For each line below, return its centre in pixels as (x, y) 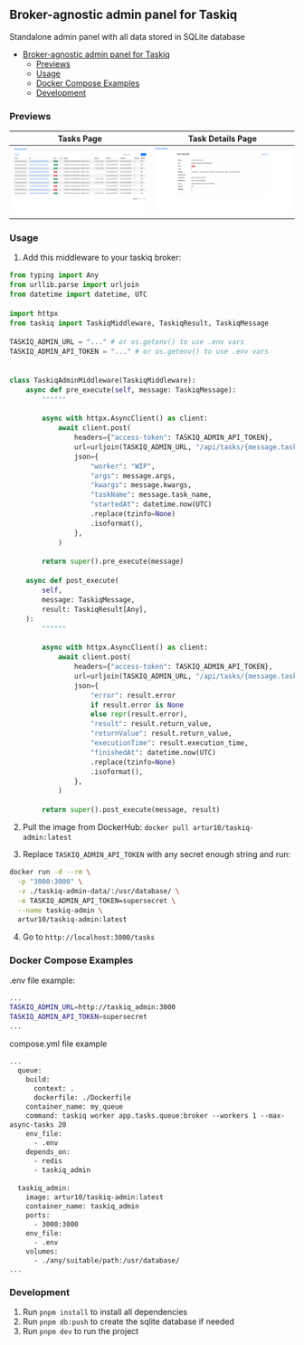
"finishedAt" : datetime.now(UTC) (153, 752)
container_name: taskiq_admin (83, 1207)
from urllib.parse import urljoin (75, 285)
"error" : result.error (133, 695)
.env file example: (42, 980)
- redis (48, 1161)
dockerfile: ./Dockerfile (82, 1098)
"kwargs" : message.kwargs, (141, 485)
